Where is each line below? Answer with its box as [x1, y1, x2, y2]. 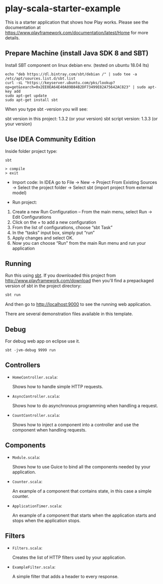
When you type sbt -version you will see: [5, 106, 88, 112]
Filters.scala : [12, 545, 43, 551]
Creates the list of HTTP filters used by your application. [12, 554, 126, 560]
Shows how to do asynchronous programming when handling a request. [12, 403, 158, 409]
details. [5, 35, 20, 41]
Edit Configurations [12, 214, 52, 220]
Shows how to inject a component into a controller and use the [12, 421, 139, 428]
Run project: [12, 199, 37, 205]
